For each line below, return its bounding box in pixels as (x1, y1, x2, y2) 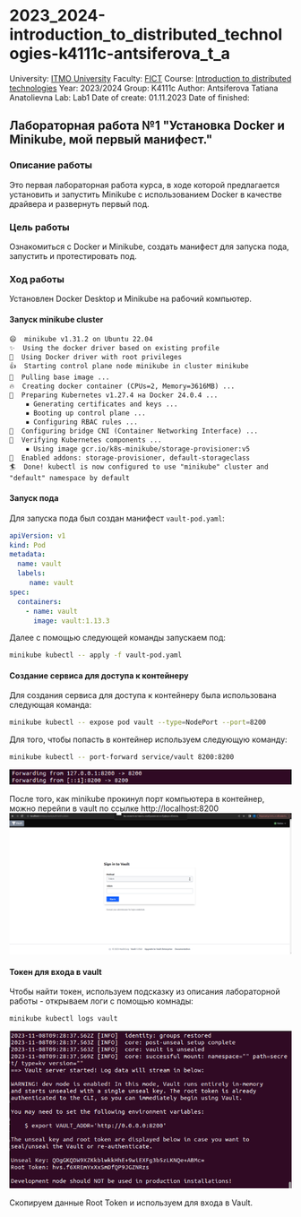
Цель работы (9, 220, 70, 233)
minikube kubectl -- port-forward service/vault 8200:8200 (9, 753, 235, 762)
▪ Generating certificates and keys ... (25, 400, 178, 409)
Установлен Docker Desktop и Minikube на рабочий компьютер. (9, 293, 253, 305)
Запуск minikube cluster (9, 314, 104, 324)
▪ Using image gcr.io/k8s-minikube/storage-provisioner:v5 (25, 445, 251, 453)
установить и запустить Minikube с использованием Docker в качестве (9, 189, 282, 200)
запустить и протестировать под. (9, 250, 137, 261)
